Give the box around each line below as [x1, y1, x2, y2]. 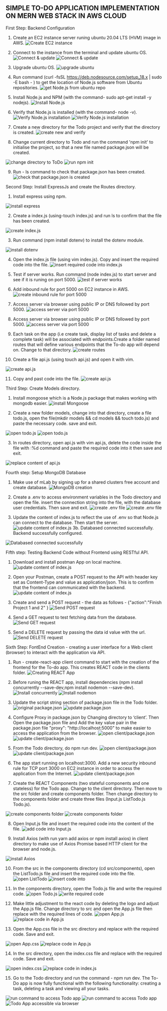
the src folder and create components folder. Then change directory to [12, 790, 158, 797]
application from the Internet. [12, 770, 73, 776]
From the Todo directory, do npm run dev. [12, 745, 98, 751]
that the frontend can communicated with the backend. [12, 584, 126, 590]
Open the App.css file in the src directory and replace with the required [12, 926, 159, 931]
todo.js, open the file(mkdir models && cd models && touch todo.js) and [12, 415, 160, 421]
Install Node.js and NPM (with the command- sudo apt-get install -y [12, 94, 152, 100]
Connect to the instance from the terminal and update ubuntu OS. [12, 49, 147, 55]
